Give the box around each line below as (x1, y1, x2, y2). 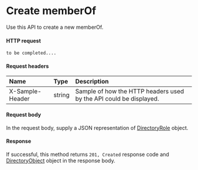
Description (75, 78, 109, 86)
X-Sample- (9, 87, 42, 95)
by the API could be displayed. (75, 95, 159, 103)
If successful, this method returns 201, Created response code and (6, 151, 170, 158)
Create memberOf (6, 4, 97, 18)
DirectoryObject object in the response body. (6, 157, 116, 164)
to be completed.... (6, 50, 57, 56)
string (53, 91, 70, 99)
